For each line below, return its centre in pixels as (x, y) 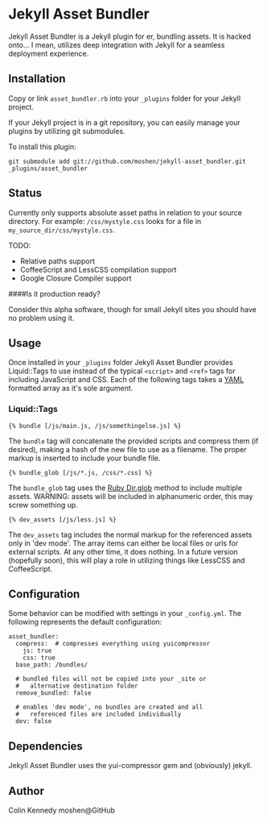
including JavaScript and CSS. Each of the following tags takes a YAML (126, 380)
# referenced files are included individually (99, 714)
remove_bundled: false (53, 693)
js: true (37, 651)
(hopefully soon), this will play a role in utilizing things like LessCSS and (127, 560)
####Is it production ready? (54, 293)
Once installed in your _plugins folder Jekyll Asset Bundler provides (121, 363)
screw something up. (43, 505)
